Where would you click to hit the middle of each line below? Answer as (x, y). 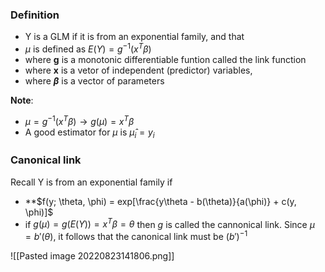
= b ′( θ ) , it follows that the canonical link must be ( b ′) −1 (136, 236)
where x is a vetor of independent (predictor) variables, (138, 70)
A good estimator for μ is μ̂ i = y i (89, 133)
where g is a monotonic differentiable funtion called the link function (165, 59)
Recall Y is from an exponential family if (91, 182)
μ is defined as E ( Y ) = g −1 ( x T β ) (88, 48)
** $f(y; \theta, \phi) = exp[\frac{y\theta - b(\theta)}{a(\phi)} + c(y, (160, 201)
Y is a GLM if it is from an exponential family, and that (134, 37)
